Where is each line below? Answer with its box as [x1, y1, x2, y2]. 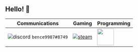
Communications [17, 19, 59, 26]
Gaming [73, 19, 92, 26]
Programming [97, 19, 130, 26]
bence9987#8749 [32, 34, 68, 40]
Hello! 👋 [5, 5, 30, 13]
